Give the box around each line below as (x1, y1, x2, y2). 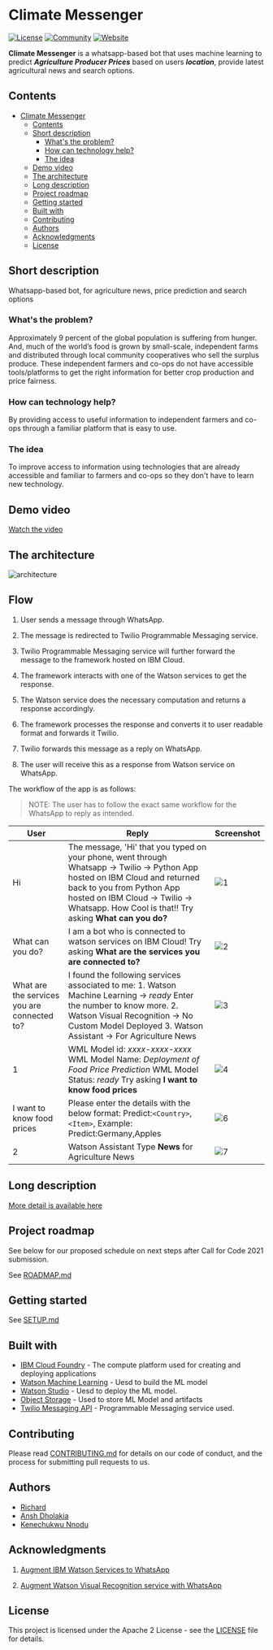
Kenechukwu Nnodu (19, 1519, 89, 1529)
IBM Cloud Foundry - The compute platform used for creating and (19, 1360, 241, 1370)
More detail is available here (8, 1201, 103, 1210)
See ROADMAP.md (8, 1270, 71, 1279)
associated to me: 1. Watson (67, 979, 176, 991)
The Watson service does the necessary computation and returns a (19, 695, 246, 705)
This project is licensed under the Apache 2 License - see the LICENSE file (8, 1626, 258, 1635)
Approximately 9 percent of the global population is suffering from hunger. (8, 332, 258, 342)
